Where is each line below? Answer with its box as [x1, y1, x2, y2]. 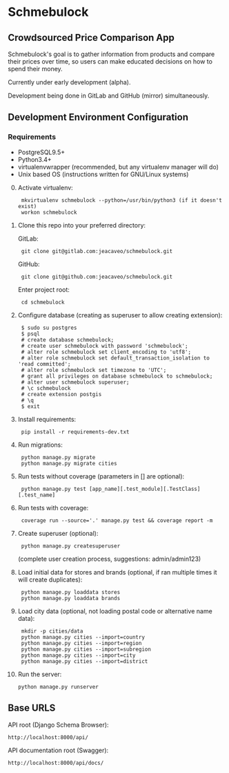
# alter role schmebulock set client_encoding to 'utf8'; [21, 348, 192, 355]
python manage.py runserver [17, 683, 99, 690]
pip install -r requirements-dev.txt [21, 428, 130, 436]
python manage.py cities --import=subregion [21, 646, 151, 653]
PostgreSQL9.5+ [17, 148, 66, 156]
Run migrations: [17, 440, 63, 449]
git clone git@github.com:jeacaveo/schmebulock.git [21, 273, 173, 280]
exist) [17, 203, 37, 209]
